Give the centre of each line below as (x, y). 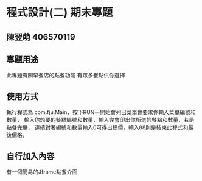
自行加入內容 (30, 156)
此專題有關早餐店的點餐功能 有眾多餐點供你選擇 (66, 75)
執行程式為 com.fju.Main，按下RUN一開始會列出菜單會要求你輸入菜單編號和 (101, 112)
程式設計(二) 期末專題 (60, 12)
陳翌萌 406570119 (41, 37)
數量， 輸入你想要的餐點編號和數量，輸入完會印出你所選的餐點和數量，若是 (100, 120)
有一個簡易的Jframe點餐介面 (42, 172)
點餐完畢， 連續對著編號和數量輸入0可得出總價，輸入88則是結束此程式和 (97, 127)
